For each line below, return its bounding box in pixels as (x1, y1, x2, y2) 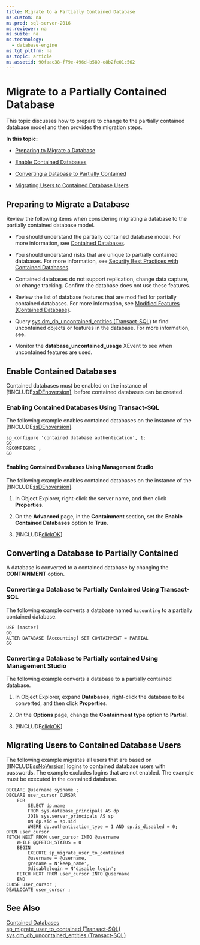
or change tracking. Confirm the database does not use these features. (14, 282, 190, 289)
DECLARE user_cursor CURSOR (6, 792, 77, 798)
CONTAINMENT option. (6, 571, 65, 578)
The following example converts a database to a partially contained (6, 675, 172, 682)
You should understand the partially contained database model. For (14, 233, 181, 241)
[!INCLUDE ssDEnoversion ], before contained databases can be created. (6, 388, 184, 396)
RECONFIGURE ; (6, 445, 42, 452)
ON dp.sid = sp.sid (28, 818, 77, 824)
